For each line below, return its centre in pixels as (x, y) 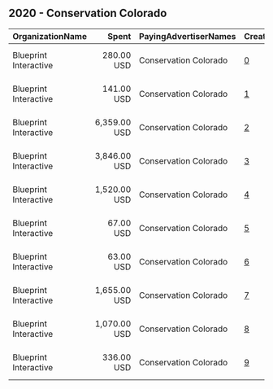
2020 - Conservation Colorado (88, 13)
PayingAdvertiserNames (188, 36)
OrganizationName (50, 36)
